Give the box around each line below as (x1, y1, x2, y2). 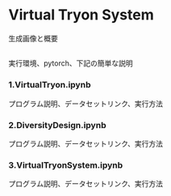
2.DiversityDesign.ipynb (8, 119, 106, 130)
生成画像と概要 (8, 33, 58, 43)
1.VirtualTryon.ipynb (8, 79, 91, 91)
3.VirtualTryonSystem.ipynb (8, 160, 123, 171)
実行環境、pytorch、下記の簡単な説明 (8, 58, 133, 68)
